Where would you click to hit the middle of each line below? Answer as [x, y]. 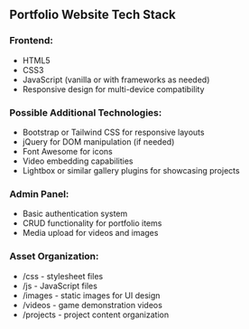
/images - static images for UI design [91, 295]
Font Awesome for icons [67, 151]
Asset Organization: [54, 257]
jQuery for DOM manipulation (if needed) [98, 141]
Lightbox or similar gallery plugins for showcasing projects [131, 170]
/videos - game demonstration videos [92, 305]
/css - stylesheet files [63, 276]
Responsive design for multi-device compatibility [113, 89]
